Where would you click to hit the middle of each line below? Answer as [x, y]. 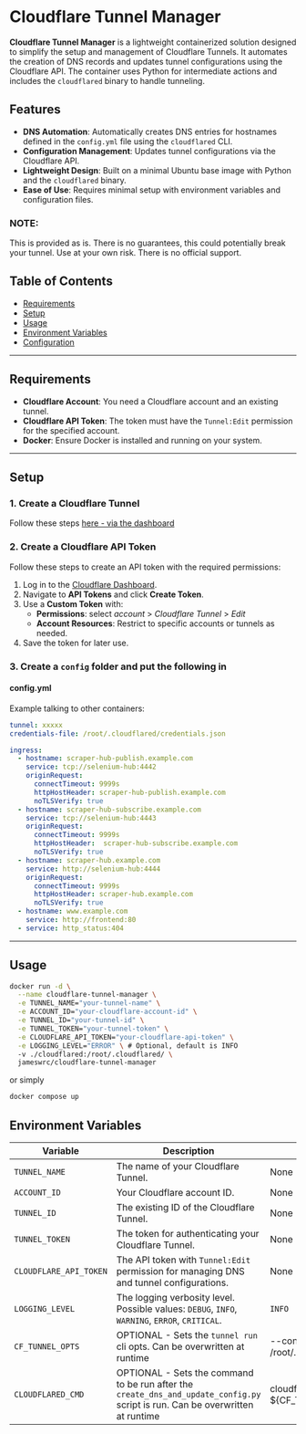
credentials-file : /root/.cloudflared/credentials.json [117, 733]
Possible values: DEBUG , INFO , [177, 1309]
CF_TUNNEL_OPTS [47, 1347]
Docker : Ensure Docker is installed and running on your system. [142, 440]
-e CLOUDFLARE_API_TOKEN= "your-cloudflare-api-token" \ [126, 1037]
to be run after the [155, 1385]
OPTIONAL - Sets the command [185, 1373]
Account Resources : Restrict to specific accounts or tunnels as [155, 623]
